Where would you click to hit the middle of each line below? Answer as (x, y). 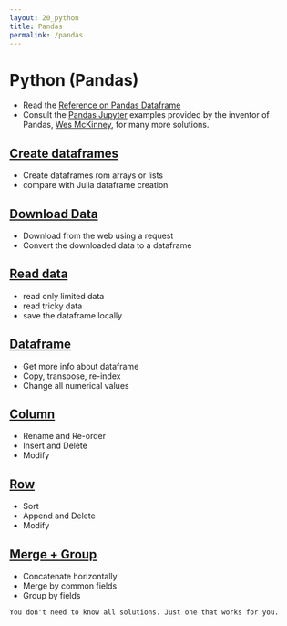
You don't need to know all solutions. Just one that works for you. (144, 612)
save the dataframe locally (72, 315)
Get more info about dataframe (81, 366)
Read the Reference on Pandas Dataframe (102, 105)
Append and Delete (59, 516)
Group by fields (51, 595)
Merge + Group (53, 554)
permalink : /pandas (46, 35)
